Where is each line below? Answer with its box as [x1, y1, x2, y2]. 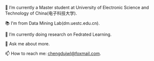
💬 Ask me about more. [5, 41, 50, 46]
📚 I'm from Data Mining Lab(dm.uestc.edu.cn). [5, 20, 100, 26]
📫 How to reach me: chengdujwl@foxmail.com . [5, 51, 101, 56]
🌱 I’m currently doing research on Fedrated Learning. [5, 31, 112, 37]
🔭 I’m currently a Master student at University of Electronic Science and [5, 5, 149, 10]
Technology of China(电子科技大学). [5, 10, 77, 16]
